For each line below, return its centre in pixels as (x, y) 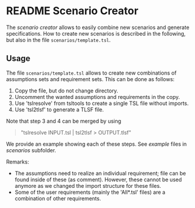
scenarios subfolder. (31, 150)
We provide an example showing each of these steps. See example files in (97, 144)
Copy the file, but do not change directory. (66, 91)
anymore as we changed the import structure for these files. (88, 185)
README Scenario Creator (72, 11)
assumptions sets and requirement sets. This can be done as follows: (90, 79)
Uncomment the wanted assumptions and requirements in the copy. (97, 97)
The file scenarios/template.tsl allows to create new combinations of (91, 73)
